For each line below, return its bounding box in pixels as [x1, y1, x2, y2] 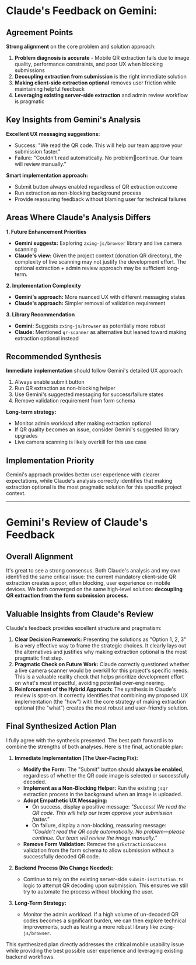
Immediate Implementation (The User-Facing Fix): [14, 754, 138, 761]
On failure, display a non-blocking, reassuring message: [32, 821, 167, 828]
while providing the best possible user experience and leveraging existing [6, 947, 183, 954]
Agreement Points [6, 28, 73, 37]
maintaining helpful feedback [14, 86, 85, 92]
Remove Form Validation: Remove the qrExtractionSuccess [23, 840, 167, 847]
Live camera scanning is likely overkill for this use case [14, 438, 147, 446]
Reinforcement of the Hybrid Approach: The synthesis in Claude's [14, 686, 176, 693]
